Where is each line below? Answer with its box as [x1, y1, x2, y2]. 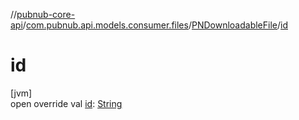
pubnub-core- [16, 9, 76, 20]
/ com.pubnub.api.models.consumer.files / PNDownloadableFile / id [22, 19, 288, 31]
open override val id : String [10, 97, 123, 109]
